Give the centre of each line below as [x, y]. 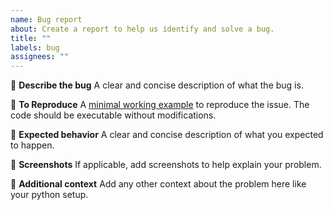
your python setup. [49, 195]
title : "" [31, 38]
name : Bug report [46, 19]
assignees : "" [40, 57]
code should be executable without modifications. [113, 115]
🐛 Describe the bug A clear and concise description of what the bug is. [157, 85]
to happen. [32, 145]
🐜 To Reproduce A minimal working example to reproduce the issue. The [160, 105]
